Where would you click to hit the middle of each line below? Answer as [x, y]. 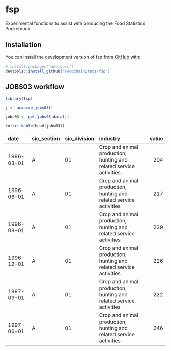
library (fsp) [19, 99]
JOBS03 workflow [35, 87]
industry [110, 138]
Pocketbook [18, 28]
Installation [23, 45]
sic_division [79, 138]
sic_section [46, 138]
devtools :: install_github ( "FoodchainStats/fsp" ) [58, 71]
